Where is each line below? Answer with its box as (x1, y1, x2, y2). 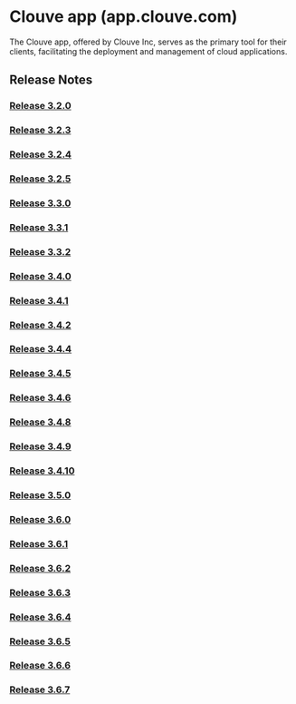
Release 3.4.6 (9, 392, 72, 405)
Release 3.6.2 (9, 562, 72, 574)
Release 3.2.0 (9, 100, 72, 112)
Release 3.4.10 (9, 464, 75, 477)
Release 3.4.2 (9, 318, 72, 331)
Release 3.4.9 (9, 440, 72, 453)
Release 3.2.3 (9, 124, 72, 137)
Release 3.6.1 (9, 537, 69, 550)
